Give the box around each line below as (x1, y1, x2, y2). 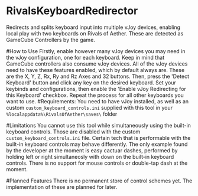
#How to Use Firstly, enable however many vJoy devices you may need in (6, 47, 186, 54)
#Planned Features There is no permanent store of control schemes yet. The (6, 177, 193, 184)
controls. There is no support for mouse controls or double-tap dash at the (6, 159, 188, 166)
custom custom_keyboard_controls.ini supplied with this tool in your (6, 104, 173, 111)
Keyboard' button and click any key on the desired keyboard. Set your (6, 79, 176, 86)
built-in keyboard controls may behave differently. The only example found (6, 141, 188, 148)
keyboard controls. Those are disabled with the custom (6, 128, 141, 135)
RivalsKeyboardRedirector (6, 4, 138, 18)
